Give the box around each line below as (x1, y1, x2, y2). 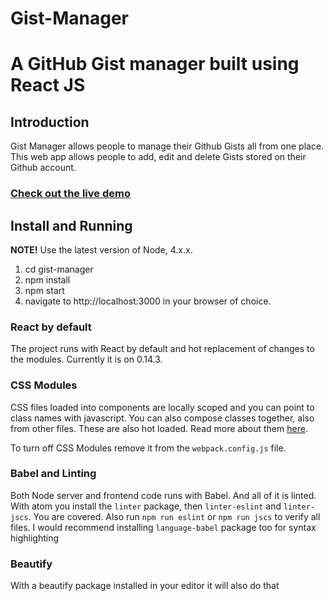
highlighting (10, 532, 60, 544)
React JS (10, 74, 86, 97)
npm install (24, 273, 71, 286)
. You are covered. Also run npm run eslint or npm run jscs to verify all (28, 510, 321, 522)
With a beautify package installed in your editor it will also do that (10, 580, 280, 592)
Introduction (10, 113, 90, 131)
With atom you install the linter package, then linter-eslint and (10, 500, 282, 512)
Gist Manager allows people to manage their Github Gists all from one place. (10, 140, 325, 152)
